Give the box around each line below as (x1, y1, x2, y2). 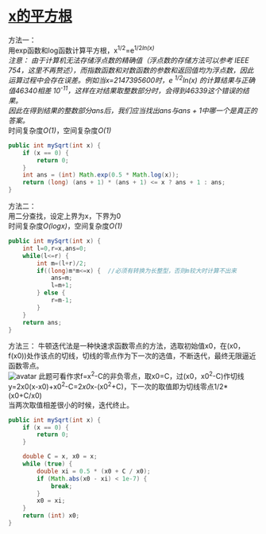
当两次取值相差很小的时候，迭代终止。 (8, 400, 133, 410)
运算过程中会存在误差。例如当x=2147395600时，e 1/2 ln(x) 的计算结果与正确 (8, 74, 256, 85)
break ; (50, 482, 73, 490)
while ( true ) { (22, 460, 73, 468)
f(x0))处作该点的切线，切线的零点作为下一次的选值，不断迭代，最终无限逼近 (8, 351, 256, 361)
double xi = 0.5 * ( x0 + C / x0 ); (37, 467, 151, 475)
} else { (37, 289, 66, 297)
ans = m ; (50, 274, 73, 283)
